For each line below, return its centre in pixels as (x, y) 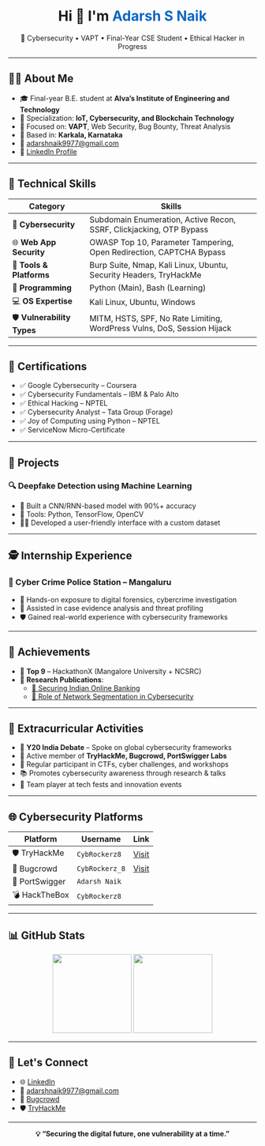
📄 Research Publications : (62, 680)
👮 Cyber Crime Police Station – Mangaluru (90, 582)
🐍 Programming (42, 288)
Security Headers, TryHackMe (146, 274)
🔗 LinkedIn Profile (48, 151)
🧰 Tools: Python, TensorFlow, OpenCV (82, 515)
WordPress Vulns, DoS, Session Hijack (160, 329)
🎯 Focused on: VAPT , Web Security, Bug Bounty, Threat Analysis (125, 126)
